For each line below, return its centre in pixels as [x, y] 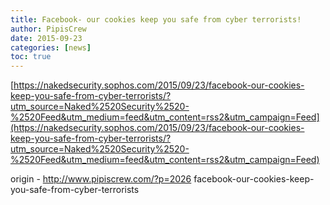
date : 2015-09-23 [46, 38]
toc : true [31, 57]
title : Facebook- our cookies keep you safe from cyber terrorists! [156, 19]
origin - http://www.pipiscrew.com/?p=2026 [101, 179]
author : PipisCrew [48, 29]
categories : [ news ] [51, 47]
